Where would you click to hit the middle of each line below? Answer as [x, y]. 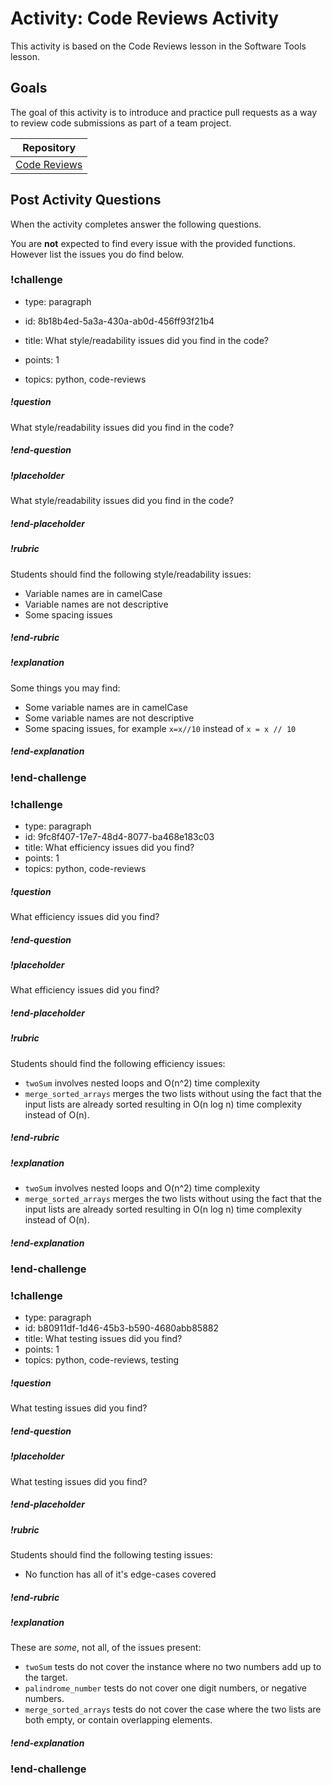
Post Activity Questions [86, 200]
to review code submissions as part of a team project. [121, 123]
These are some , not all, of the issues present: [106, 1648]
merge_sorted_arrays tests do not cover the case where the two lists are [173, 1709]
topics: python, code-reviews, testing [102, 1360]
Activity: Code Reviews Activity [145, 18]
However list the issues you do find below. [97, 254]
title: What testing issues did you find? [103, 1339]
